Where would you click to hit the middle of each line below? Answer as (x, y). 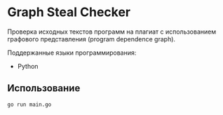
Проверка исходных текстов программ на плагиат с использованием (111, 32)
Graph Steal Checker (69, 12)
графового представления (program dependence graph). (92, 39)
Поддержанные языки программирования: (72, 53)
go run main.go (29, 104)
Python (28, 66)
